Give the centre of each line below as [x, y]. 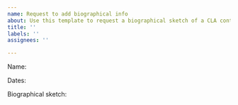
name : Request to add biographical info [68, 14]
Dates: [17, 81]
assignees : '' [28, 40]
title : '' [22, 27]
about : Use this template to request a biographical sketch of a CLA [112, 21]
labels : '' [23, 34]
